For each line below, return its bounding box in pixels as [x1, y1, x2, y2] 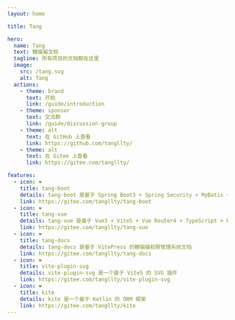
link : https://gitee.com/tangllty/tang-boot [20, 197, 152, 205]
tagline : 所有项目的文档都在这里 [13, 55, 99, 62]
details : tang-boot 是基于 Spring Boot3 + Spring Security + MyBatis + [20, 191, 230, 198]
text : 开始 [25, 94, 56, 102]
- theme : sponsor [20, 107, 71, 114]
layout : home [7, 10, 45, 18]
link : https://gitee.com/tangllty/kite [20, 302, 136, 309]
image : [13, 62, 33, 69]
